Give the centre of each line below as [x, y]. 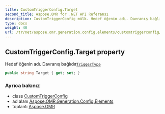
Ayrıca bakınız [23, 85]
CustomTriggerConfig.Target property [65, 52]
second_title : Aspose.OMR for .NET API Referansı [57, 14]
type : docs [16, 23]
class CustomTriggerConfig [40, 96]
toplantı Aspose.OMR [33, 106]
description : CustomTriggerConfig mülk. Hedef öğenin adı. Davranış [77, 19]
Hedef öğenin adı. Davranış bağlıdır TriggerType [53, 64]
